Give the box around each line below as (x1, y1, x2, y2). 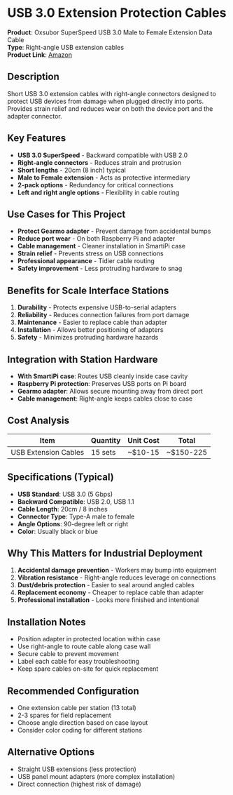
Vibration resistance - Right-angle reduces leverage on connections (17, 573, 216, 582)
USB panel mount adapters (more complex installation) (17, 772, 176, 780)
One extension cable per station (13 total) (17, 704, 136, 712)
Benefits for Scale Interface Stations (7, 284, 169, 296)
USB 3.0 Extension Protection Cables (7, 5, 227, 21)
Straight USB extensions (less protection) (17, 765, 136, 773)
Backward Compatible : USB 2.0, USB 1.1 (17, 497, 134, 506)
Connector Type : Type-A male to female (17, 512, 135, 521)
